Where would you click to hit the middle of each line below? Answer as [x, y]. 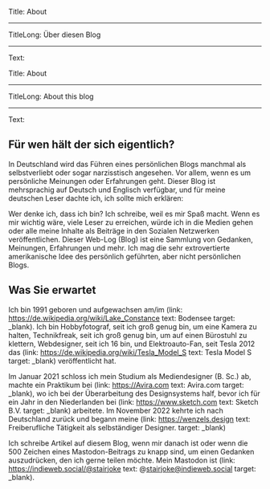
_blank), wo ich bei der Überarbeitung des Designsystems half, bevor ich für [135, 393]
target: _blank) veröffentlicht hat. [62, 361]
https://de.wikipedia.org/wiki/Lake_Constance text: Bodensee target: [122, 318]
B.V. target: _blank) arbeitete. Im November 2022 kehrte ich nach [116, 410]
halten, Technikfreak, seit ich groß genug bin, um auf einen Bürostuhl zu [128, 335]
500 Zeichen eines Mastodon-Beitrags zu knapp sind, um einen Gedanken [131, 451]
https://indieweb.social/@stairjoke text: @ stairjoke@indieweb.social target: [132, 468]
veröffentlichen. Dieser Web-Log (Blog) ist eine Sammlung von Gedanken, [131, 239]
